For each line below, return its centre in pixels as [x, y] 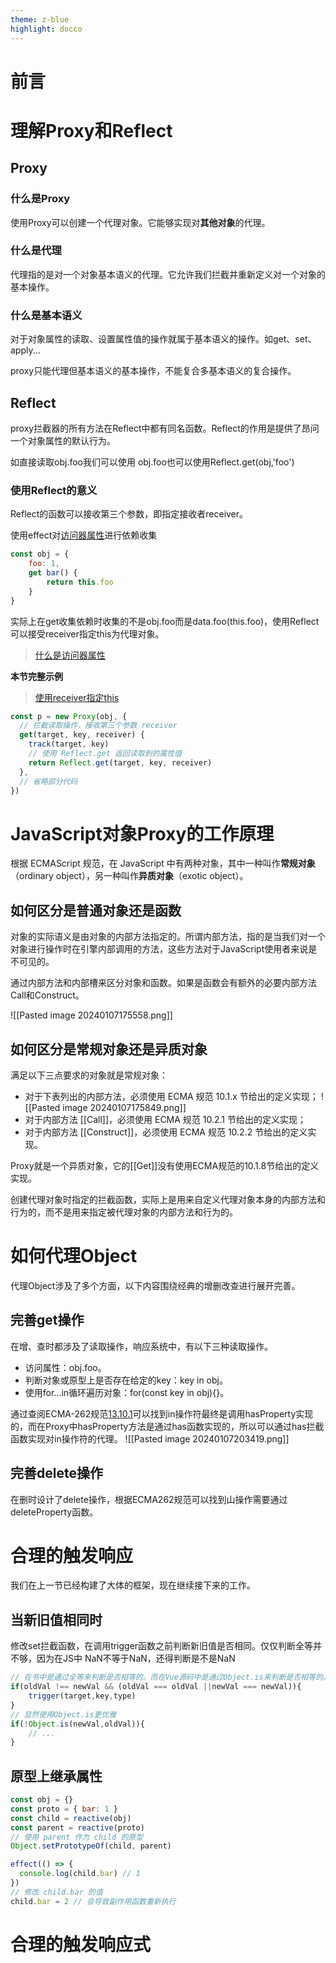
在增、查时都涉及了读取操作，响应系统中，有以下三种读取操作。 [141, 1346]
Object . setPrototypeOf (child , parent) [91, 1846]
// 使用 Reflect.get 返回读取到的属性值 [105, 754]
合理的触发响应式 [81, 1944]
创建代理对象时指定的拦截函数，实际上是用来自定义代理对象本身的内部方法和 [168, 1199]
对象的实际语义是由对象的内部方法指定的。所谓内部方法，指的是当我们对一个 [168, 937]
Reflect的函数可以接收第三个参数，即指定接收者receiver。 [129, 514]
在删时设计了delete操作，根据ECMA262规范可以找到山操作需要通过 [149, 1499]
